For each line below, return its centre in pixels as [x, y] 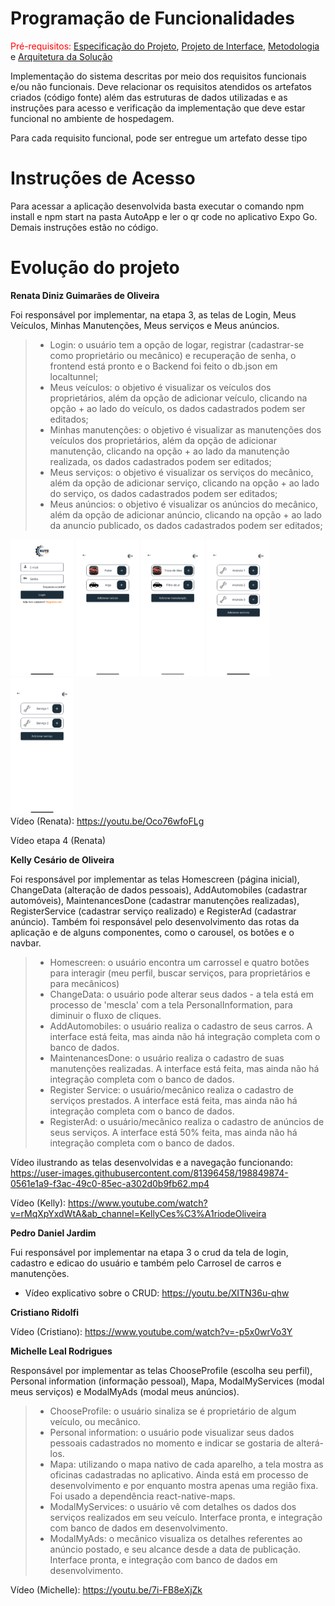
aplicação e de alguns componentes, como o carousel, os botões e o [152, 933]
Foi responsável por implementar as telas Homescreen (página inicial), [155, 879]
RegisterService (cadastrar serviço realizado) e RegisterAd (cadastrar [153, 911]
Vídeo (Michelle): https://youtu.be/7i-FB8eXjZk [106, 1590]
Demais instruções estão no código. [84, 227]
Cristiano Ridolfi [45, 1313]
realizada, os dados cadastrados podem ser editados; [160, 461]
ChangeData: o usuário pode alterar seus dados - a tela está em [182, 994]
